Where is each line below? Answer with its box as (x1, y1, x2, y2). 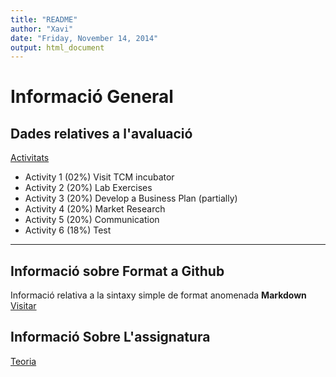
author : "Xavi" (10, 24, 74, 34)
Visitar (10, 300, 37, 312)
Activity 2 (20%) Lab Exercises (24, 182, 153, 194)
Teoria (10, 355, 37, 367)
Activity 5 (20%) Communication (24, 214, 160, 226)
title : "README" (10, 14, 78, 25)
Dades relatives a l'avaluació (10, 125, 193, 142)
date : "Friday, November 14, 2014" (10, 33, 159, 43)
